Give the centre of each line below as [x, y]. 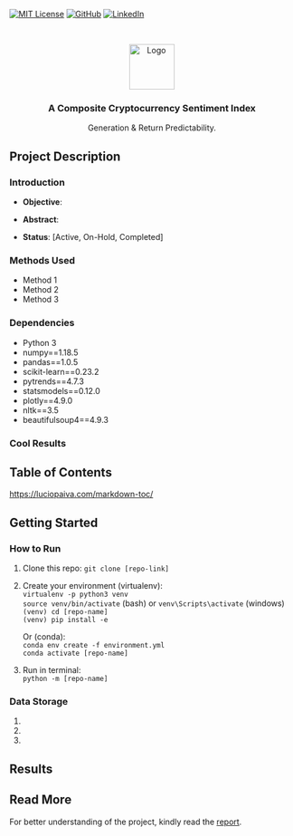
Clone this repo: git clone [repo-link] [96, 568]
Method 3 [41, 300]
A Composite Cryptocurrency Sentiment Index [152, 108]
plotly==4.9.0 [47, 400]
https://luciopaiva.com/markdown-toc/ [81, 495]
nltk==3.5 [40, 410]
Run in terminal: [52, 670]
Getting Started [54, 522]
